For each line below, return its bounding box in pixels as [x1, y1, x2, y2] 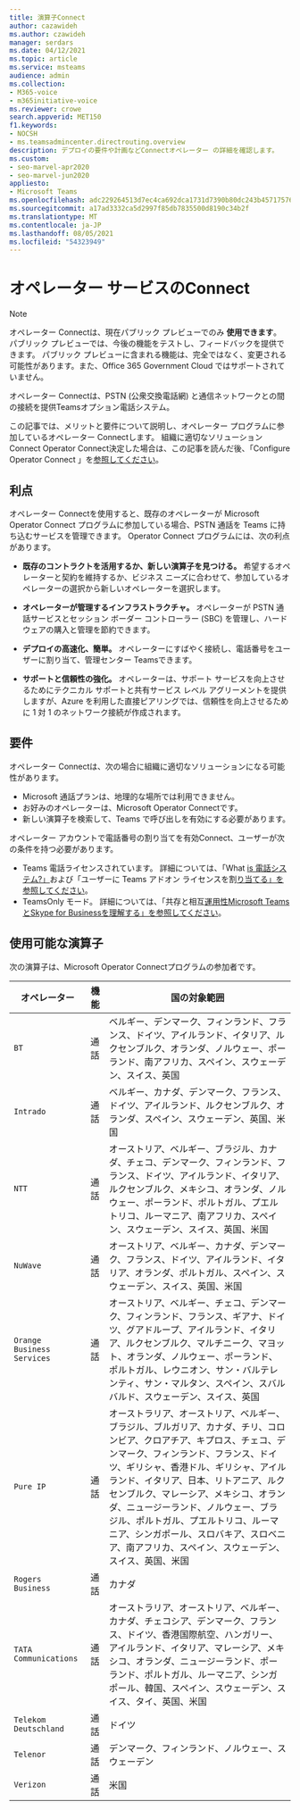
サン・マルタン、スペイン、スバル [144, 1377, 286, 1389]
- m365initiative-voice [9, 96, 98, 105]
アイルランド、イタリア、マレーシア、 [108, 1641, 267, 1654]
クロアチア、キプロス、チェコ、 [143, 1434, 277, 1447]
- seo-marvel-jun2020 [9, 171, 90, 179]
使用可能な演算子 [9, 936, 104, 951]
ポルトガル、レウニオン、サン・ [108, 1364, 243, 1376]
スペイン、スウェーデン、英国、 [144, 1113, 277, 1125]
